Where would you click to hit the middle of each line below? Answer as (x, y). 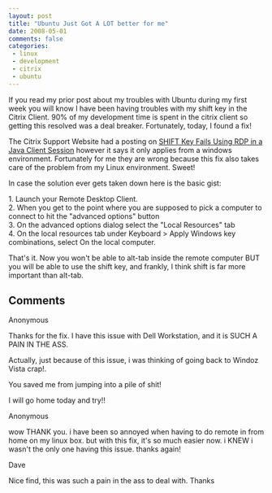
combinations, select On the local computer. (82, 242)
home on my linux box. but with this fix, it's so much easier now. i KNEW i (131, 441)
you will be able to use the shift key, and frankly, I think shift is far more (127, 266)
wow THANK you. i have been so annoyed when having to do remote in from (136, 432)
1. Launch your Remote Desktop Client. (73, 199)
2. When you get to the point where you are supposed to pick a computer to (135, 207)
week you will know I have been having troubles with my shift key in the (128, 108)
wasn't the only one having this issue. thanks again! (95, 449)
